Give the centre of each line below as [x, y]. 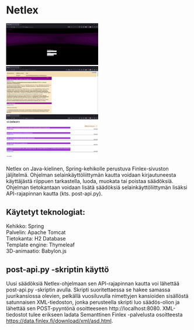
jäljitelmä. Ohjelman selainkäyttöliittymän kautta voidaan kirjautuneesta [91, 175]
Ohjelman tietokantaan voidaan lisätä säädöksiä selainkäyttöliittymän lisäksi [97, 187]
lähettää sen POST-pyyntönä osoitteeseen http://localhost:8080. [84, 308]
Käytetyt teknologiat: [46, 212]
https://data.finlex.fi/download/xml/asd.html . [60, 321]
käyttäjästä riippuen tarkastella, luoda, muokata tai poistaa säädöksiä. [90, 181]
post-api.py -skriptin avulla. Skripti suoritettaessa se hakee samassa [88, 290]
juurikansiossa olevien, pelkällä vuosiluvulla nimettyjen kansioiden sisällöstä [97, 295]
